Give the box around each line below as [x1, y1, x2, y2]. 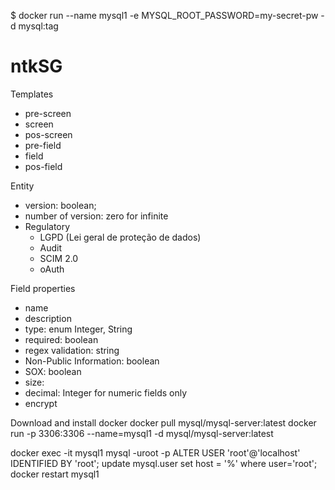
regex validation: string [24, 344, 120, 356]
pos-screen [24, 128, 73, 140]
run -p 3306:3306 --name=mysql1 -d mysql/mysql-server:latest [10, 427, 274, 439]
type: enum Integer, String [24, 323, 133, 335]
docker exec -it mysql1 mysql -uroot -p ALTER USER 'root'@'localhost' [10, 446, 301, 459]
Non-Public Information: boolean [24, 355, 160, 367]
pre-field [24, 139, 62, 151]
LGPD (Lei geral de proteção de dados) [39, 231, 202, 243]
